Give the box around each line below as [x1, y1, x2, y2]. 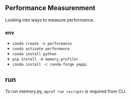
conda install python [12, 51, 56, 57]
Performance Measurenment [5, 4, 96, 12]
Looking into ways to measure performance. [5, 17, 95, 23]
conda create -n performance [12, 41, 72, 46]
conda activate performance [12, 47, 70, 51]
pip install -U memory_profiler [12, 57, 79, 62]
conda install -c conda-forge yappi [12, 62, 87, 67]
